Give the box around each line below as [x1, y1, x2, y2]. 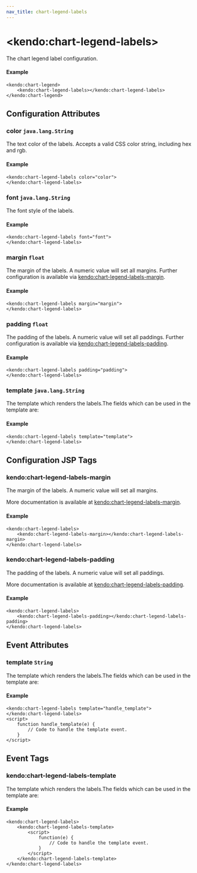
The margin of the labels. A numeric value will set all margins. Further [6, 267, 178, 274]
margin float [6, 254, 45, 262]
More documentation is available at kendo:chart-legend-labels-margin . [6, 498, 181, 506]
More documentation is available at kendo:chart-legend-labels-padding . [6, 581, 185, 588]
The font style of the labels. [6, 207, 74, 214]
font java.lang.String [6, 193, 71, 202]
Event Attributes [6, 640, 69, 651]
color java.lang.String [6, 127, 74, 136]
